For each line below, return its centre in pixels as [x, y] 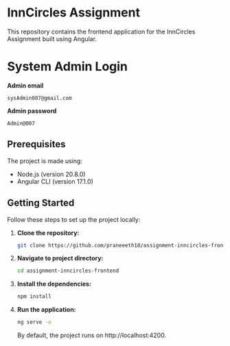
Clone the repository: [48, 233]
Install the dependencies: [54, 284]
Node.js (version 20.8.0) [51, 174]
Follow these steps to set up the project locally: [74, 219]
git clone [31, 245]
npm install [34, 297]
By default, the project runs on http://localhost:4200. [92, 335]
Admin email [25, 85]
